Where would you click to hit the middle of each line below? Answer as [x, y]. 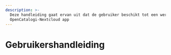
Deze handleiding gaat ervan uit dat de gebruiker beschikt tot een [84, 15]
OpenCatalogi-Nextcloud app [40, 19]
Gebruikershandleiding [55, 45]
